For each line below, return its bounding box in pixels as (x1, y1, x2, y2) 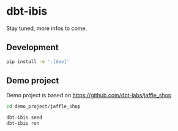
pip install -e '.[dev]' (6, 58, 70, 65)
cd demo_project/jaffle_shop (6, 103, 81, 110)
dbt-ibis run (6, 121, 40, 127)
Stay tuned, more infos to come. (6, 24, 87, 32)
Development (6, 42, 59, 53)
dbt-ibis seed (6, 114, 43, 121)
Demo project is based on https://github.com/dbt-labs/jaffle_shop (6, 92, 172, 99)
